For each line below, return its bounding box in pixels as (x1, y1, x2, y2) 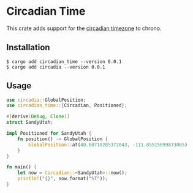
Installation (6, 42, 50, 53)
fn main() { (6, 164, 37, 170)
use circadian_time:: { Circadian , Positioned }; (6, 102, 127, 108)
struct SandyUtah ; (6, 119, 53, 126)
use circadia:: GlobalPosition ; (6, 97, 86, 103)
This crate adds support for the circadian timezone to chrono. (6, 25, 162, 32)
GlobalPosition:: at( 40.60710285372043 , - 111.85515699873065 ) (28, 142, 188, 148)
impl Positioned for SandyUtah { (6, 131, 92, 137)
